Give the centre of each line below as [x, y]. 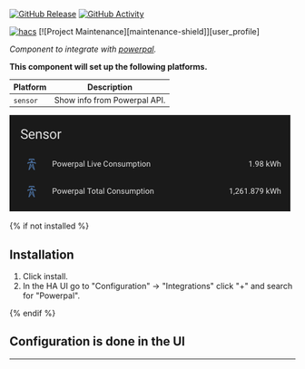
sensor [25, 101]
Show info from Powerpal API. [110, 100]
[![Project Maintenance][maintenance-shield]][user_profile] [149, 31]
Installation [42, 254]
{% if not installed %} [49, 226]
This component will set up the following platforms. [108, 67]
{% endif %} [33, 314]
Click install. [45, 277]
